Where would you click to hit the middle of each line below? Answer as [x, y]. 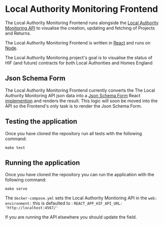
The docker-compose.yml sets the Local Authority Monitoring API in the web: [81, 198]
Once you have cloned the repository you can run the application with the [80, 175]
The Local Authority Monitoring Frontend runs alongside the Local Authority [82, 23]
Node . [11, 48]
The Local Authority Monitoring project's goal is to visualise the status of [79, 57]
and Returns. [18, 33]
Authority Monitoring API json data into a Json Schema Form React [73, 95]
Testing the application [41, 122]
